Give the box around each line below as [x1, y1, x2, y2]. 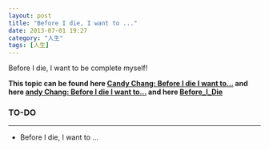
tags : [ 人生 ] [8, 41, 50, 49]
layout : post [8, 11, 52, 20]
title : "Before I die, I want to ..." [8, 19, 138, 27]
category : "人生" [8, 34, 64, 42]
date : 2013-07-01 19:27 [8, 26, 88, 34]
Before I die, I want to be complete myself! [8, 63, 148, 73]
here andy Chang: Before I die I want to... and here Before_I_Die [8, 87, 223, 97]
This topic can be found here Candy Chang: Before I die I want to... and [8, 79, 248, 89]
